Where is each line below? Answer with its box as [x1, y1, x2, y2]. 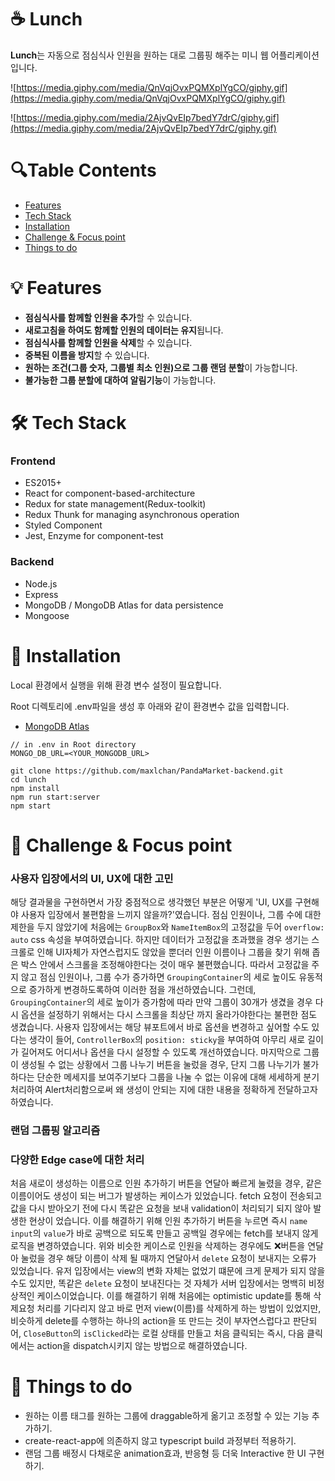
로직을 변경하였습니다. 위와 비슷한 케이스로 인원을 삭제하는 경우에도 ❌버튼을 [10, 1240, 306, 1252]
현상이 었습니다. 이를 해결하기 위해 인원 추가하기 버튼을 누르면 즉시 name [28, 1215, 308, 1227]
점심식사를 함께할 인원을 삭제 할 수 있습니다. [24, 336, 193, 348]
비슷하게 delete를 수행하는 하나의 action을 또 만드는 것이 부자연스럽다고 [10, 1315, 291, 1327]
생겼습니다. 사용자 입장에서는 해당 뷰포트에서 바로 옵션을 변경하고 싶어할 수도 [10, 1021, 310, 1033]
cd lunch [10, 774, 47, 785]
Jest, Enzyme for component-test [24, 530, 164, 542]
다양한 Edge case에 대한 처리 [10, 1152, 145, 1166]
